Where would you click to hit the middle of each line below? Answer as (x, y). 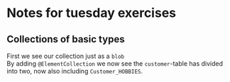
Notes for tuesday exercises (92, 13)
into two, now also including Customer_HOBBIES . (75, 71)
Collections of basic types (66, 39)
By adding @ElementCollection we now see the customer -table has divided (115, 64)
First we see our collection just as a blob (66, 56)
